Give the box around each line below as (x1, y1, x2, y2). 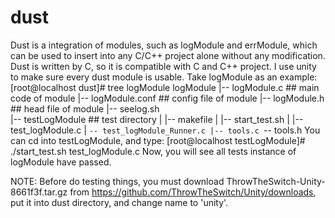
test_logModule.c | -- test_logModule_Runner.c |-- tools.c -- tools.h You (10, 124, 321, 136)
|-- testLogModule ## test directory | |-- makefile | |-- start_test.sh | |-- (10, 113, 304, 125)
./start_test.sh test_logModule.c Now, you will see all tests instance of (10, 145, 297, 157)
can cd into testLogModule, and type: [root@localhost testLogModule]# (10, 134, 306, 146)
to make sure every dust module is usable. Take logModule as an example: (10, 71, 318, 83)
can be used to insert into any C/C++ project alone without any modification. (10, 49, 326, 61)
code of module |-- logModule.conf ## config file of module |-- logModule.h (10, 92, 325, 104)
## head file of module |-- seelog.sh (10, 102, 160, 115)
